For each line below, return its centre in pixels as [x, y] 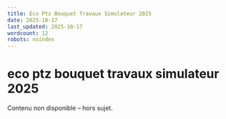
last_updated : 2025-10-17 [45, 26]
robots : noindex [31, 40]
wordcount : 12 [28, 33]
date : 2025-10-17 [33, 20]
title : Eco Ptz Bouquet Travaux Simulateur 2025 [79, 14]
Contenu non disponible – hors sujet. [60, 108]
